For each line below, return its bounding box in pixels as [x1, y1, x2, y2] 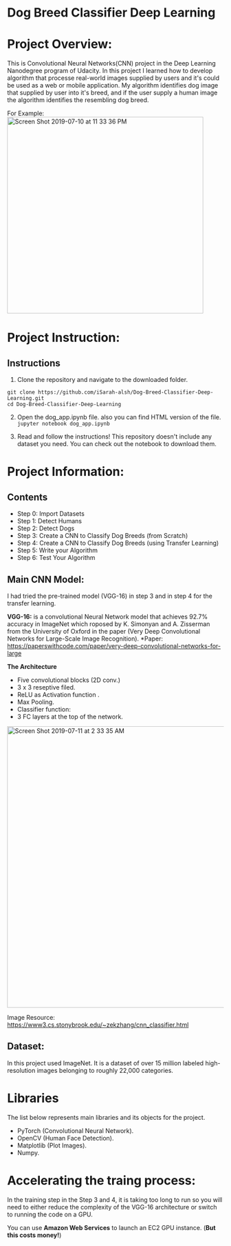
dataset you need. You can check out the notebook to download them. [16, 440, 217, 448]
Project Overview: [7, 37, 112, 52]
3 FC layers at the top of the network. [16, 712, 124, 721]
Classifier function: [16, 705, 71, 713]
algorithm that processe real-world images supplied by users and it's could [7, 74, 220, 82]
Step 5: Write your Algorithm [16, 546, 98, 554]
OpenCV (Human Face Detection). [16, 1134, 114, 1142]
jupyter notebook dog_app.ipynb [16, 421, 110, 428]
